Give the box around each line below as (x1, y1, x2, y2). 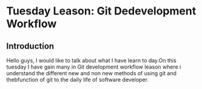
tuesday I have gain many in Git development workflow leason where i (6, 63, 181, 70)
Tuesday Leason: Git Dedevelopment (6, 4, 197, 18)
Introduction (6, 41, 55, 51)
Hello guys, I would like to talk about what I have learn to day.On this (6, 57, 177, 64)
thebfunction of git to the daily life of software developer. (6, 76, 149, 83)
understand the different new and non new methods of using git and (6, 70, 177, 76)
